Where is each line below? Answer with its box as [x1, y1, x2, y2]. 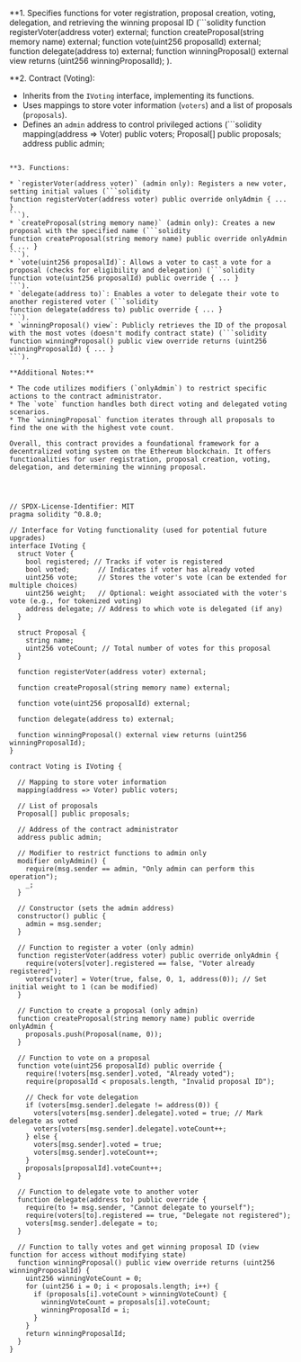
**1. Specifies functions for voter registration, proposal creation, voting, [9, 8, 276, 18]
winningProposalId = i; [41, 1305, 130, 1314]
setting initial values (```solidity [9, 187, 151, 196]
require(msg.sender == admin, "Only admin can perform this [25, 864, 255, 873]
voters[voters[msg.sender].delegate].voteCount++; [32, 1124, 227, 1133]
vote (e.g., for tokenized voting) [9, 597, 143, 606]
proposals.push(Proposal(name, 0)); [25, 1030, 164, 1039]
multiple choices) [9, 581, 78, 590]
